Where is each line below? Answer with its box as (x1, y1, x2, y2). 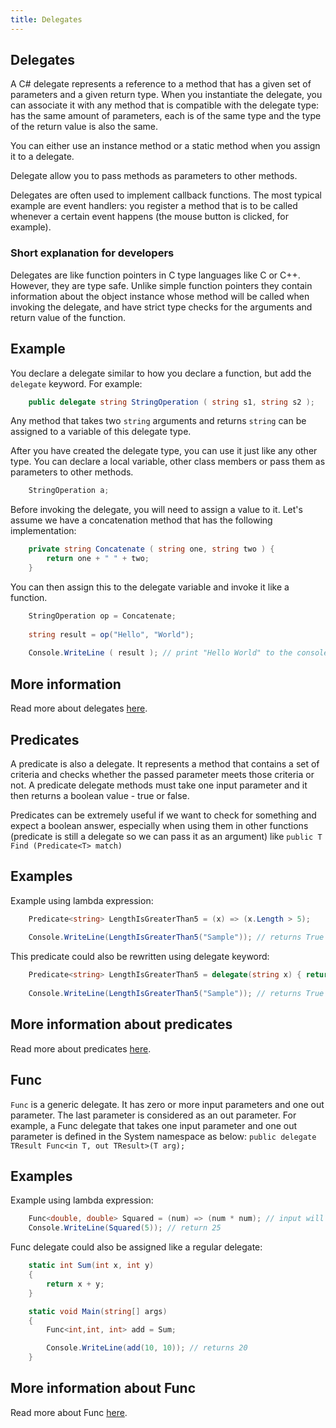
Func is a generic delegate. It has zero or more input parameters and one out (10, 1098, 325, 1110)
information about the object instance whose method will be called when (10, 290, 310, 302)
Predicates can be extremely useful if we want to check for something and (10, 809, 317, 821)
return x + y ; (46, 1279, 105, 1289)
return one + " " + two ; (46, 554, 150, 564)
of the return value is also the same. (10, 121, 159, 133)
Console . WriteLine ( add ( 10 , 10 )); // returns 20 (46, 1343, 248, 1353)
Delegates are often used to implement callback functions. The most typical (10, 189, 322, 201)
